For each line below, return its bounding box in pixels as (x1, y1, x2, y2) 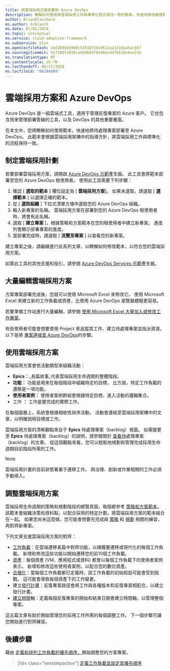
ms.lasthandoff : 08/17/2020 (5, 64, 65, 69)
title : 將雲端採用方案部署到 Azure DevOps (5, 7, 89, 13)
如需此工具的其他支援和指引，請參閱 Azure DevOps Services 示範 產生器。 (5, 260, 159, 266)
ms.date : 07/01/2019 (5, 26, 49, 32)
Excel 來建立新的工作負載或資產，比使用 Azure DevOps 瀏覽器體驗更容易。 (5, 297, 161, 303)
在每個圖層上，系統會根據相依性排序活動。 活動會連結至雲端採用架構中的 (5, 410, 157, 416)
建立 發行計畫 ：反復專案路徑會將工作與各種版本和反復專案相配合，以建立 (12, 583, 163, 589)
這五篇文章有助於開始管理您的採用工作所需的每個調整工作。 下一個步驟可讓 (5, 612, 162, 618)
